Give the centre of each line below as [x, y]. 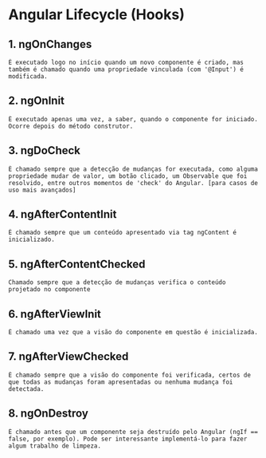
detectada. [26, 389]
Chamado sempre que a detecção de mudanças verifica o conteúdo [117, 282]
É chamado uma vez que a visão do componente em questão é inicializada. [133, 333]
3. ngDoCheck [45, 150]
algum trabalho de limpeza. [55, 446]
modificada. [28, 77]
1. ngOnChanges [50, 44]
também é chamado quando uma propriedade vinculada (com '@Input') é [126, 69]
